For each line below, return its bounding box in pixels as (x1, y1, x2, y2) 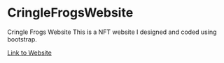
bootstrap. (7, 35, 37, 43)
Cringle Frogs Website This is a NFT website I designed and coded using (7, 28, 217, 36)
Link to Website (7, 48, 52, 57)
